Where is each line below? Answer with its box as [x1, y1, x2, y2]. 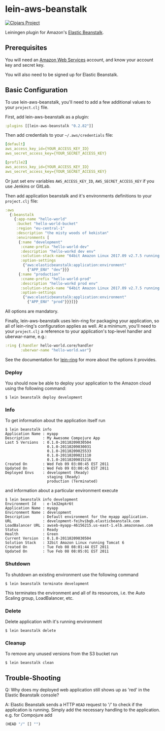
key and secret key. [5, 62, 45, 68]
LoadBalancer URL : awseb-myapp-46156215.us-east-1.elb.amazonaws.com [5, 523, 153, 528]
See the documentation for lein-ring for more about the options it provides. [5, 356, 157, 362]
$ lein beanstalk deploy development [5, 395, 83, 400]
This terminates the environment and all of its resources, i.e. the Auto [5, 590, 145, 596]
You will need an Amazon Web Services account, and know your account [5, 57, 154, 63]
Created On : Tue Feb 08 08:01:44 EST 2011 [5, 544, 109, 550]
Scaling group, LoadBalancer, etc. [5, 595, 74, 601]
